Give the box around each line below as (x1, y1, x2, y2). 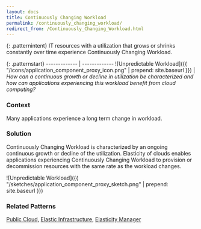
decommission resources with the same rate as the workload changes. (6, 162, 182, 169)
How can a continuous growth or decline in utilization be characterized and (6, 73, 194, 80)
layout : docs (6, 8, 39, 15)
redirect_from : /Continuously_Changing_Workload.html (6, 25, 144, 32)
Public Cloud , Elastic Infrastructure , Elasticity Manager (6, 216, 141, 223)
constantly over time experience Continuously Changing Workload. (6, 49, 173, 56)
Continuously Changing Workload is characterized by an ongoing (6, 143, 168, 151)
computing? (6, 86, 36, 93)
